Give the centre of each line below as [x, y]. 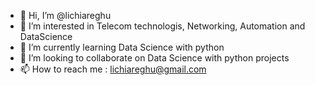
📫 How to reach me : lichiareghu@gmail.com [113, 69]
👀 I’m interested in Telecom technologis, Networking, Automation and [162, 26]
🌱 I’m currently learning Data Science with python [122, 47]
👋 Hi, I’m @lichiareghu [65, 15]
